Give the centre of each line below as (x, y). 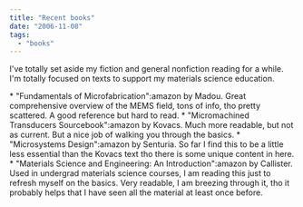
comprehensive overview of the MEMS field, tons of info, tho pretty (135, 106)
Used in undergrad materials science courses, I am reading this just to (140, 173)
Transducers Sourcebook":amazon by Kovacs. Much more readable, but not (151, 125)
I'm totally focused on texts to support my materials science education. (142, 79)
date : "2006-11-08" (46, 26)
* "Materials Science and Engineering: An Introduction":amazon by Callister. (151, 163)
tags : (20, 34)
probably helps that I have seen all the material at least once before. (136, 192)
